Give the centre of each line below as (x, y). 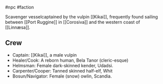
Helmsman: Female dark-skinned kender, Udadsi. (63, 65)
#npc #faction (19, 7)
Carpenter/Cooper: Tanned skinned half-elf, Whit (62, 71)
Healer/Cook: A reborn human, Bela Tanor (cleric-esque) (70, 60)
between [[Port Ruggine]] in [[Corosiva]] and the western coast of (73, 22)
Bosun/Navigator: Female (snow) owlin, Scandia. (62, 76)
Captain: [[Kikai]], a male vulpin (44, 55)
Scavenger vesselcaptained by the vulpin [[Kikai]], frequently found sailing (81, 17)
